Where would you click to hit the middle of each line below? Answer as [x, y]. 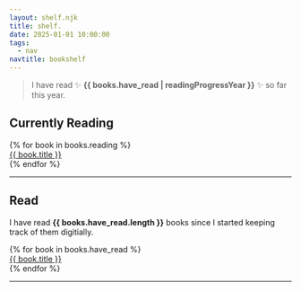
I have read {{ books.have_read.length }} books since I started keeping [142, 222]
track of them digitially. [52, 232]
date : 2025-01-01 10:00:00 [60, 34]
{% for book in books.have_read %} [75, 249]
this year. [48, 95]
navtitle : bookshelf [48, 59]
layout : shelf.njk [43, 18]
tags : [19, 43]
